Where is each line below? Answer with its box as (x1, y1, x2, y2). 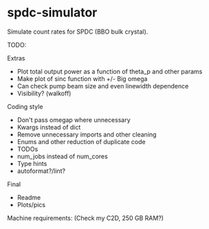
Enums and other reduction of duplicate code (16, 137, 146, 145)
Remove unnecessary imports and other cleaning (16, 130, 157, 138)
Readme (16, 193, 41, 202)
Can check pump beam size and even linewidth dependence (16, 82, 189, 90)
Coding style (7, 102, 43, 110)
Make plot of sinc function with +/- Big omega (16, 74, 148, 83)
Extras (7, 53, 25, 62)
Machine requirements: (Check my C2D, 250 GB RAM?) (7, 214, 164, 222)
